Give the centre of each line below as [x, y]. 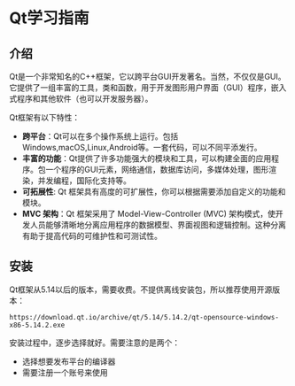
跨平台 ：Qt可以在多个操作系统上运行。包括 [100, 136]
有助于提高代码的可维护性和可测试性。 [92, 236]
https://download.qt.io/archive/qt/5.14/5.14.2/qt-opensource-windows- [144, 317]
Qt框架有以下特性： [45, 117]
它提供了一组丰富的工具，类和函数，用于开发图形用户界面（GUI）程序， [140, 88]
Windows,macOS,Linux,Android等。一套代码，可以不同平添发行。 [142, 147]
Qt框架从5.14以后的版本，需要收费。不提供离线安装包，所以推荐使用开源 [141, 289]
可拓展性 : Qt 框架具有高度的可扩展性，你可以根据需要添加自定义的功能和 [154, 192]
